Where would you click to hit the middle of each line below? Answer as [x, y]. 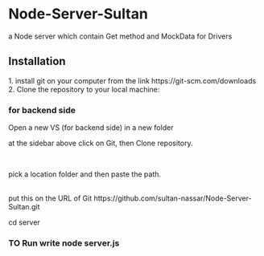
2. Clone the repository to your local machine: [84, 89]
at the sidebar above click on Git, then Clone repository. [101, 143]
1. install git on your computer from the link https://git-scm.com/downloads [132, 80]
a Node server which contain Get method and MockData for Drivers [120, 36]
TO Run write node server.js [64, 243]
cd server [24, 222]
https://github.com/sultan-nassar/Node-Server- [173, 198]
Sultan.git [24, 207]
